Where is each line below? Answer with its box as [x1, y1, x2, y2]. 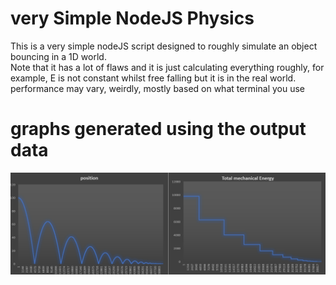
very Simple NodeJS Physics [10, 7, 255, 30]
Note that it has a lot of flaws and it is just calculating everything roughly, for [10, 61, 325, 73]
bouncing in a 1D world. [10, 50, 107, 62]
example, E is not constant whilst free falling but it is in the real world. [10, 72, 297, 84]
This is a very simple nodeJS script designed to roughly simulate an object [10, 40, 318, 52]
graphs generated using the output [10, 118, 307, 141]
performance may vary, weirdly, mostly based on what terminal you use [10, 82, 306, 94]
